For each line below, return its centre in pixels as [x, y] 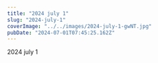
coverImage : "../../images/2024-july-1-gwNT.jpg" [80, 26]
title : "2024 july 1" [38, 13]
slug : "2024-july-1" [37, 20]
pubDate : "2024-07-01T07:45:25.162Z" [61, 33]
